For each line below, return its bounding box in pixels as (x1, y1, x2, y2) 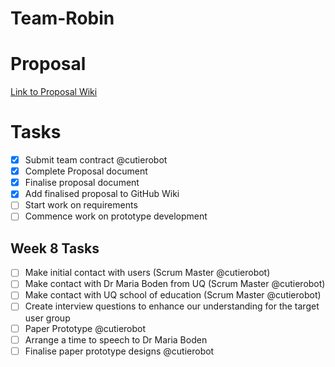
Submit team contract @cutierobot (24, 154, 168, 166)
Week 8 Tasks (10, 240, 100, 257)
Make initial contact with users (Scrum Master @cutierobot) (24, 267, 271, 279)
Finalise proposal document (24, 177, 140, 189)
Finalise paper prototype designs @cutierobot (24, 345, 215, 357)
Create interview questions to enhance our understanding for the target (24, 300, 320, 312)
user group (24, 312, 71, 324)
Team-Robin (10, 7, 115, 30)
